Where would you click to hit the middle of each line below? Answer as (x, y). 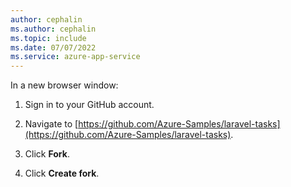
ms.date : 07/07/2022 (53, 47)
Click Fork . (47, 154)
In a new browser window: (64, 85)
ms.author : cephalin (53, 29)
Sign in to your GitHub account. (89, 105)
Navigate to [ (51, 124)
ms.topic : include (48, 38)
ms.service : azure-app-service (75, 57)
